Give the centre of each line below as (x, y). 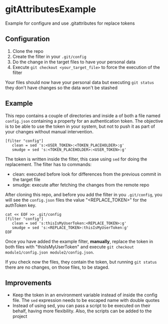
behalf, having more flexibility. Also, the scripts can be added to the (82, 311)
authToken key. (21, 205)
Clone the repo (28, 51)
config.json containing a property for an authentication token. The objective (84, 121)
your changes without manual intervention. (49, 131)
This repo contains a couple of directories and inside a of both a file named (83, 115)
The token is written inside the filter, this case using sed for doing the (76, 159)
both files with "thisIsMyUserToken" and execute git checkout (70, 247)
